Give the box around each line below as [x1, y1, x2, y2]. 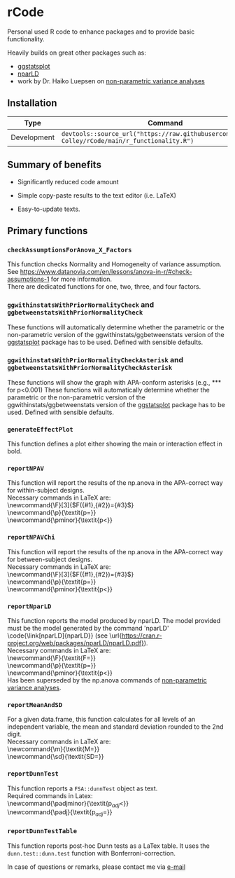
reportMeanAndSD [7, 701, 63, 708]
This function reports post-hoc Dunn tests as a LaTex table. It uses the [7, 842, 210, 850]
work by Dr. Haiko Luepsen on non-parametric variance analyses [17, 76, 205, 85]
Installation [7, 97, 57, 109]
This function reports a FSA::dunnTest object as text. [7, 784, 158, 793]
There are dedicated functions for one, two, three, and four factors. [7, 282, 201, 291]
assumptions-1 [7, 275, 50, 284]
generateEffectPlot [7, 425, 73, 433]
